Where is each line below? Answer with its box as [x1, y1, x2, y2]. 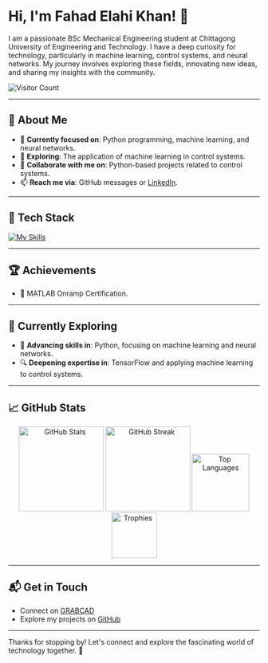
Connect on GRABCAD [19, 606, 95, 615]
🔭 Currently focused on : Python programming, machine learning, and [19, 135, 250, 144]
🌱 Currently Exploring [8, 319, 118, 333]
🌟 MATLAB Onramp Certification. [19, 288, 128, 298]
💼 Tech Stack [8, 211, 75, 225]
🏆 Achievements [8, 263, 97, 277]
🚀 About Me [8, 113, 68, 127]
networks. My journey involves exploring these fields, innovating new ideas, [8, 59, 258, 69]
